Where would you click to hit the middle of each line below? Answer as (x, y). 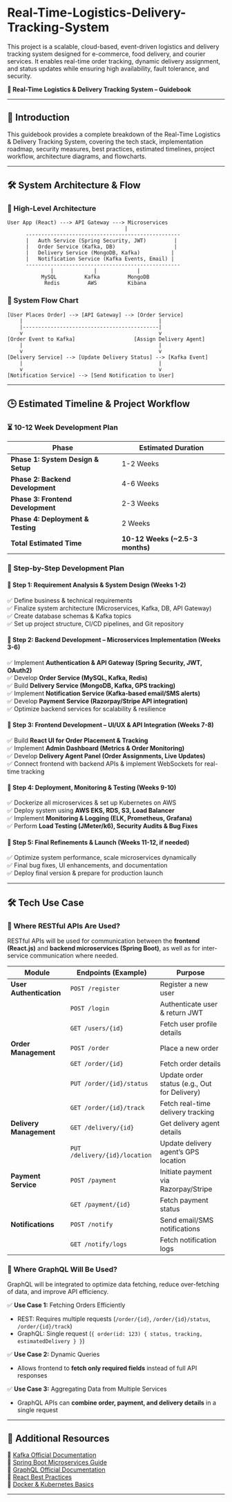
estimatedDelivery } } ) (51, 1341)
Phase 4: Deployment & (50, 519)
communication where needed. (74, 956)
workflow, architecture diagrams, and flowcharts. (77, 156)
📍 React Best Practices (40, 1477)
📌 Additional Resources (58, 1438)
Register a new (184, 984)
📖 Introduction (39, 118)
